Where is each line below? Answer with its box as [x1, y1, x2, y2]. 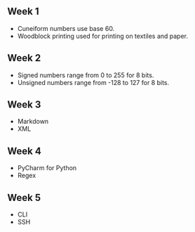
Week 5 [7, 191, 41, 203]
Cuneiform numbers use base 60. [17, 24, 115, 32]
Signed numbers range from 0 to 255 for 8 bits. [17, 70, 154, 79]
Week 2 [7, 52, 41, 64]
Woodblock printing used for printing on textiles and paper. [17, 32, 188, 40]
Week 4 [7, 145, 42, 157]
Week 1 [7, 6, 39, 18]
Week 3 [7, 98, 41, 111]
